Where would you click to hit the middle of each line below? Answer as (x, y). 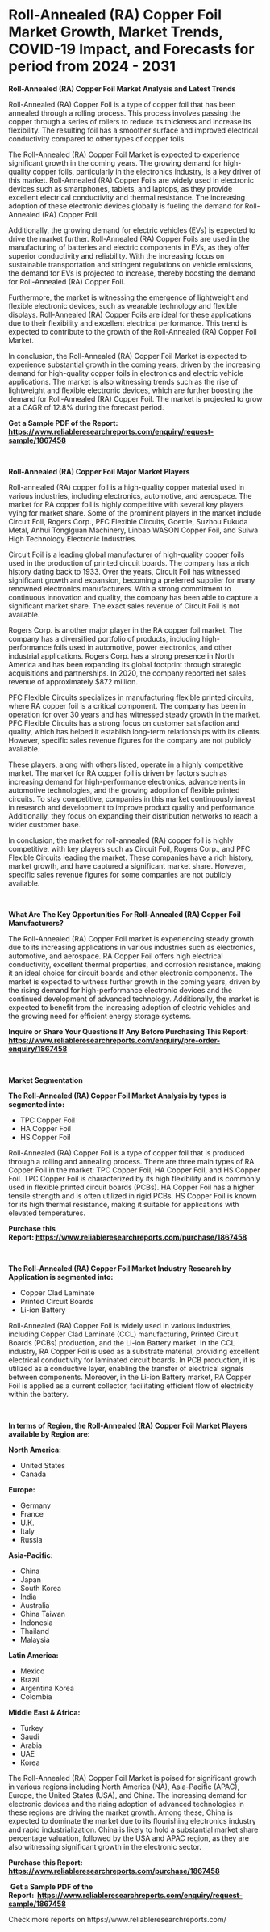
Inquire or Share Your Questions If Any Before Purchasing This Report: (129, 1031)
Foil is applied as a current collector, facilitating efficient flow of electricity (131, 1385)
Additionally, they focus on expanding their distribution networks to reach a (133, 816)
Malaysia (35, 1639)
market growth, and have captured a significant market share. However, (127, 865)
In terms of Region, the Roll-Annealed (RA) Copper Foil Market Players (128, 1425)
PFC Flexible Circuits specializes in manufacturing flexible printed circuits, (131, 697)
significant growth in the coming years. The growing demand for (115, 162)
